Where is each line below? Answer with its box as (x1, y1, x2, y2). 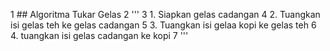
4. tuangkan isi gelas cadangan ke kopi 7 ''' (10, 30, 189, 41)
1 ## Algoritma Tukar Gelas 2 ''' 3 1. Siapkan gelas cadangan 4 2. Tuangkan (10, 9, 321, 20)
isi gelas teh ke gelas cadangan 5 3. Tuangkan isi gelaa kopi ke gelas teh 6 (10, 19, 317, 31)
